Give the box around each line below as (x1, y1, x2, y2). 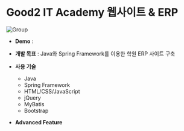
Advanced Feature (14, 118, 63, 126)
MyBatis (24, 100, 45, 107)
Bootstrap (24, 107, 49, 114)
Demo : (14, 37, 34, 45)
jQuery (24, 94, 41, 101)
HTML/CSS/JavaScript (24, 88, 80, 95)
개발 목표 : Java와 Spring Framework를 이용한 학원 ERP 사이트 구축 (14, 50, 176, 57)
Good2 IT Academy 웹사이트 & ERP (6, 5, 179, 19)
